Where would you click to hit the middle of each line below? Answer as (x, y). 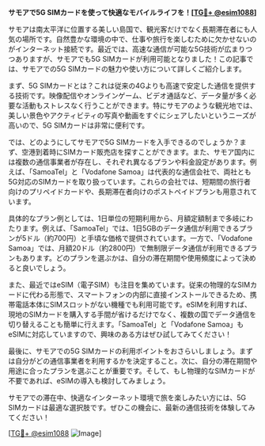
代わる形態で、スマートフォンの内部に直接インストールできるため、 (140, 295)
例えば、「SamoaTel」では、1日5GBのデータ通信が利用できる (141, 228)
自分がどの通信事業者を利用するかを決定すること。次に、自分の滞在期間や (136, 361)
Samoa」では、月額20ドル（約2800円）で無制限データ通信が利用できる (126, 248)
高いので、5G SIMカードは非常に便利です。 (79, 125)
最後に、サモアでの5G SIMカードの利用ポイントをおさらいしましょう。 (124, 351)
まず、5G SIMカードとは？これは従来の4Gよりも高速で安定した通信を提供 (129, 86)
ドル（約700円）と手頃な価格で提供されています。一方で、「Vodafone (140, 238)
